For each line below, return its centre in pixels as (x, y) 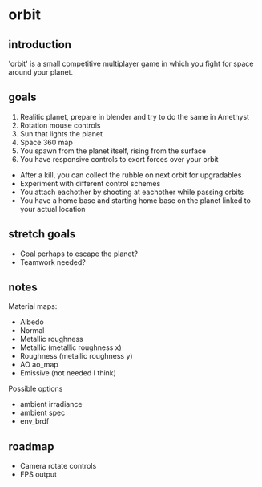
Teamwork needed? (52, 262)
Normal (32, 331)
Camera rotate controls (58, 466)
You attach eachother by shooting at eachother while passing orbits (132, 192)
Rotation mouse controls (60, 125)
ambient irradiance (51, 404)
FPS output (38, 474)
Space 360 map (46, 142)
